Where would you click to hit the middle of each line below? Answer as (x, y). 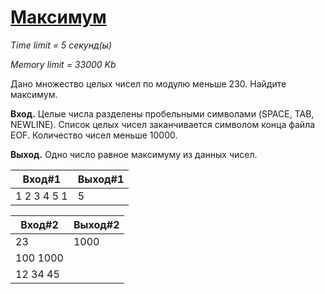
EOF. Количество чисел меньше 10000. (94, 135)
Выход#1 (101, 179)
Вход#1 (42, 179)
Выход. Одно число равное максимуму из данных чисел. (134, 154)
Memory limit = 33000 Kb (63, 64)
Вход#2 (39, 224)
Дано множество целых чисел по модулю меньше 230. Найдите (148, 83)
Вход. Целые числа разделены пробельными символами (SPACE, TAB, (162, 113)
